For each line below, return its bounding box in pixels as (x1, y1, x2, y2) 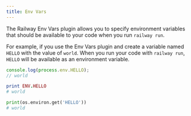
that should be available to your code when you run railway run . (6, 31, 165, 39)
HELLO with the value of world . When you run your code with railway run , (6, 49, 185, 57)
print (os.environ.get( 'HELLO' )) (6, 99, 87, 106)
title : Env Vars (6, 8, 47, 15)
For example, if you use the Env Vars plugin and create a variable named (6, 43, 184, 50)
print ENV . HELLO (6, 83, 47, 89)
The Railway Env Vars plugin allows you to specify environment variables (6, 25, 186, 32)
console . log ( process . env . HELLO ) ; (6, 67, 90, 73)
